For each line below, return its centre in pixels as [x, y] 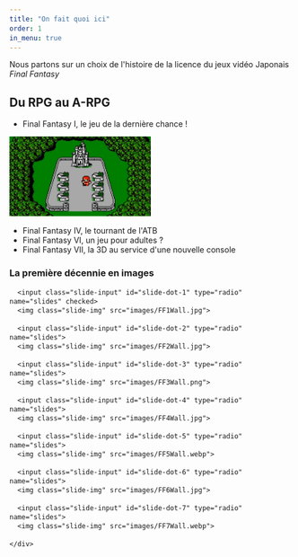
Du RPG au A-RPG [60, 102]
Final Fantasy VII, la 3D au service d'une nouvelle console [129, 249]
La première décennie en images [82, 272]
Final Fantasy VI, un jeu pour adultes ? [93, 240]
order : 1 [26, 28]
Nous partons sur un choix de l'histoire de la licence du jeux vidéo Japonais [149, 65]
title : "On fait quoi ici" [60, 19]
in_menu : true [36, 38]
